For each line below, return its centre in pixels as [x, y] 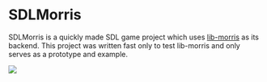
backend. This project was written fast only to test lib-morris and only [124, 45]
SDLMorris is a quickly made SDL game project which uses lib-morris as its [133, 37]
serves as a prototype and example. [68, 54]
